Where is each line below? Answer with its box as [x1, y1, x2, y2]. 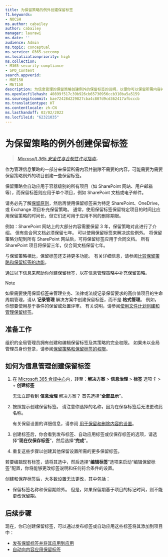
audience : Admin [5, 40, 39, 45]
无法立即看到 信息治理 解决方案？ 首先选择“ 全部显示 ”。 [12, 393, 125, 399]
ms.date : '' [5, 36, 30, 41]
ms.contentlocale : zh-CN [5, 105, 57, 110]
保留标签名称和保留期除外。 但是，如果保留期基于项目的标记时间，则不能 [12, 487, 163, 493]
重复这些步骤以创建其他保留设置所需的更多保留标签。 [12, 448, 122, 455]
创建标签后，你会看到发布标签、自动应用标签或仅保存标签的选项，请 [12, 431, 153, 437]
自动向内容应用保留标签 [12, 546, 61, 552]
